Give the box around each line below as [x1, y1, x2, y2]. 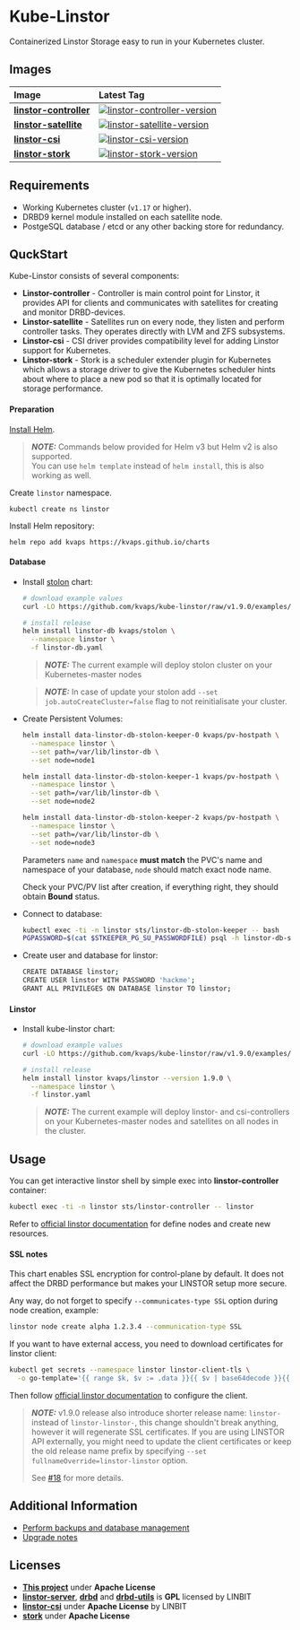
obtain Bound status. [21, 891, 100, 902]
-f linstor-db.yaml [30, 643, 103, 652]
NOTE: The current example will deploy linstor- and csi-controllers [44, 1106, 290, 1118]
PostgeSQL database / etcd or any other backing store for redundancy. [21, 221, 285, 231]
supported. [30, 450, 73, 461]
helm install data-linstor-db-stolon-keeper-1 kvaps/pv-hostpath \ [21, 771, 279, 781]
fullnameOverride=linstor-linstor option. [30, 1455, 188, 1466]
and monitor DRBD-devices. [21, 307, 125, 318]
